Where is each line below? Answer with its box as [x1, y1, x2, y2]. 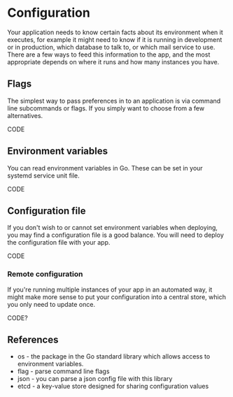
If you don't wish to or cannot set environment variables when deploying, [7, 224, 218, 232]
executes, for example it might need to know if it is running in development [7, 35, 223, 43]
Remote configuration [7, 269, 83, 279]
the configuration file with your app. [7, 238, 111, 247]
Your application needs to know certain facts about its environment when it [7, 28, 224, 36]
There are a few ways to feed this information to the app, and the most [7, 50, 211, 59]
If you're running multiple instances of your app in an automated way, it [7, 285, 213, 294]
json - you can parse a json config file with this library [17, 375, 173, 383]
